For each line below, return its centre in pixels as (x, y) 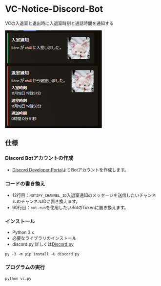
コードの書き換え (25, 184)
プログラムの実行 (25, 267)
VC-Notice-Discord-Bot (54, 9)
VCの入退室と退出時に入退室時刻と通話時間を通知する (59, 23)
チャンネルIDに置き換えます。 (50, 201)
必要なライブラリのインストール (44, 238)
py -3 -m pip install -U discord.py (42, 254)
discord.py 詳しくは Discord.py (43, 244)
